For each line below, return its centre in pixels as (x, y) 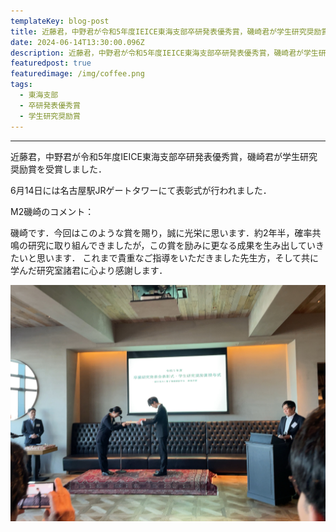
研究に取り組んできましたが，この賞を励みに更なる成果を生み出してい (172, 245)
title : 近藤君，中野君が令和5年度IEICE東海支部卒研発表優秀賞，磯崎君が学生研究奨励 (166, 31)
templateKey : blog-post (60, 21)
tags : (21, 85)
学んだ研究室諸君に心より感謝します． (89, 270)
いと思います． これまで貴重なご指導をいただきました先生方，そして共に (168, 257)
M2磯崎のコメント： (52, 211)
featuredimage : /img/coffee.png (77, 74)
